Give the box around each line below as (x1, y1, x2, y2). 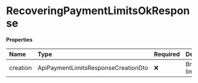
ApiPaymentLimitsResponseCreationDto (37, 64, 148, 72)
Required (154, 50, 180, 58)
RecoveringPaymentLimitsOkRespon (6, 4, 190, 18)
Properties (6, 36, 33, 43)
